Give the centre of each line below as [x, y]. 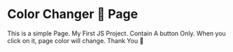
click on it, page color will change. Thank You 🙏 [76, 40]
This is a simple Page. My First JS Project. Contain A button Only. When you [116, 33]
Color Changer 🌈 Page [73, 14]
